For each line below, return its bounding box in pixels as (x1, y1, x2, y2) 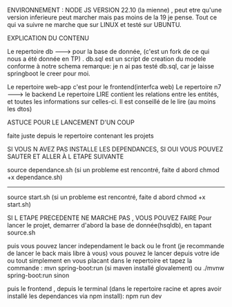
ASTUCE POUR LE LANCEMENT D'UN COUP (7, 118, 135, 127)
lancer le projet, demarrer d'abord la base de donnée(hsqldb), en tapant (7, 221, 212, 229)
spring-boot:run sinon (7, 271, 70, 279)
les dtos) (7, 105, 32, 113)
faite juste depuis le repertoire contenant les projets (7, 131, 154, 140)
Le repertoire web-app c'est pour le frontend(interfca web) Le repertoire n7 (7, 83, 222, 91)
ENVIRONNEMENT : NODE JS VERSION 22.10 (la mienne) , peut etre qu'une (7, 6, 222, 14)
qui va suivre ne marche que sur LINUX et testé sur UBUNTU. (7, 21, 182, 28)
